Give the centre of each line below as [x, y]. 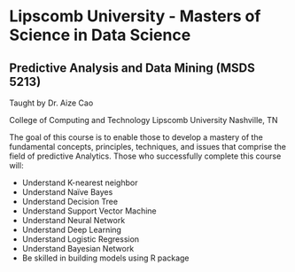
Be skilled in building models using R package [105, 258]
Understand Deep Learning [72, 229]
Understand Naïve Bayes [67, 192]
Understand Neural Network [74, 220]
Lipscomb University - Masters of [135, 16]
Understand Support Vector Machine [89, 211]
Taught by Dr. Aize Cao [51, 103]
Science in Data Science [100, 35]
